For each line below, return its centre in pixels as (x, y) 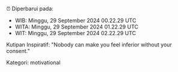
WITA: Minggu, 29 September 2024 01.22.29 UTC (77, 27)
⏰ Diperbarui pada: (30, 9)
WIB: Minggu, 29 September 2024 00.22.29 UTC (75, 21)
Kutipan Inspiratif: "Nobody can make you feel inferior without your (89, 45)
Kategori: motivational (33, 62)
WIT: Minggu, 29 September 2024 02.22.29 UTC (75, 33)
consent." (18, 51)
